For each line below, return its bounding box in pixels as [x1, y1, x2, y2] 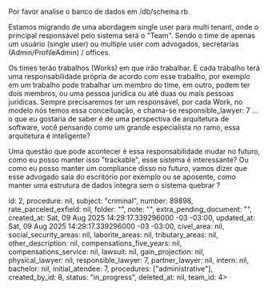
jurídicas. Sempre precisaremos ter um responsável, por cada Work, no [8, 97, 243, 106]
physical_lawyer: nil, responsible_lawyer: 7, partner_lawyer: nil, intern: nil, [8, 256, 250, 264]
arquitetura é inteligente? [8, 131, 90, 141]
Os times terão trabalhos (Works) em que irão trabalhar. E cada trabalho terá [8, 63, 260, 73]
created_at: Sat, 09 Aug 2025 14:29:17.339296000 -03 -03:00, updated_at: [8, 213, 255, 222]
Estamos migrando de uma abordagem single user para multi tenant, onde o [8, 22, 259, 31]
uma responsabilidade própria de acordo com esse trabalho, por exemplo [8, 72, 250, 81]
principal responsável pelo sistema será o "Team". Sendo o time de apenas [8, 31, 256, 40]
